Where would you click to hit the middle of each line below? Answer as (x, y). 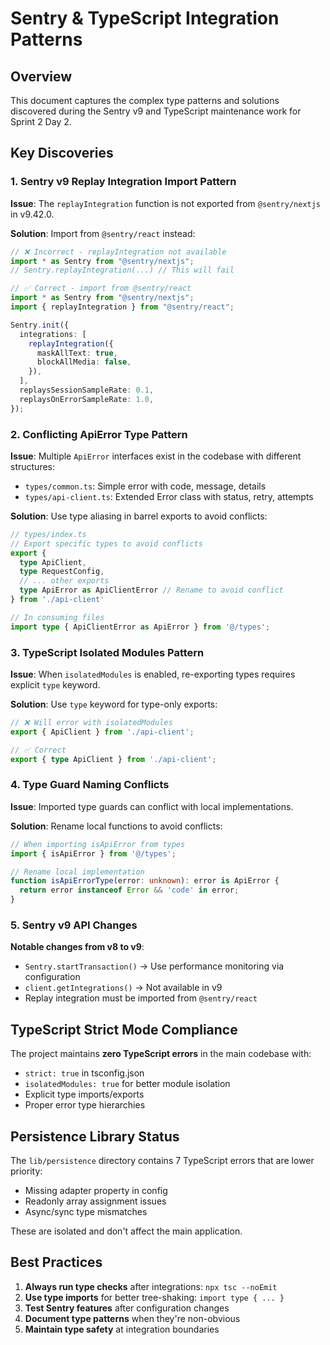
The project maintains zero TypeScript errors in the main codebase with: (161, 1054)
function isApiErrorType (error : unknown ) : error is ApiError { (145, 881)
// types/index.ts (48, 534)
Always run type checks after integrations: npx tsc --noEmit (151, 1286)
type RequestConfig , (62, 572)
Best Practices (56, 1262)
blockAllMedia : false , (84, 362)
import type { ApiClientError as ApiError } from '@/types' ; (140, 627)
